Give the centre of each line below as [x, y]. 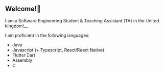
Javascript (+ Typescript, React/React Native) [58, 50]
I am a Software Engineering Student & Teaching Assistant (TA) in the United [82, 20]
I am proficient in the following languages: [47, 35]
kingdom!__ [16, 26]
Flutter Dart [24, 55]
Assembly [22, 60]
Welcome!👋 [23, 9]
